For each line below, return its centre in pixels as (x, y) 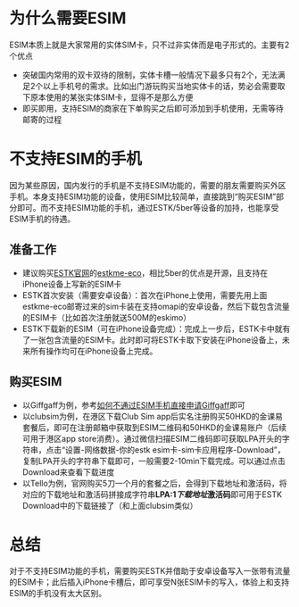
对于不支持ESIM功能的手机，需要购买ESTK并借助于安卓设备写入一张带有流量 (150, 571)
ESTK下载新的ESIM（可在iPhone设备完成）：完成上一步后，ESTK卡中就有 (156, 328)
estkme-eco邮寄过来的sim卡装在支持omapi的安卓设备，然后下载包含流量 (156, 306)
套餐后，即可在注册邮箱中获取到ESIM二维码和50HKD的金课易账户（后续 (154, 427)
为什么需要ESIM (68, 18)
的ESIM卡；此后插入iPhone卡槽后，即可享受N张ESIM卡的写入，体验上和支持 (149, 582)
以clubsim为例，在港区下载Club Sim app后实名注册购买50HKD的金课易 (153, 416)
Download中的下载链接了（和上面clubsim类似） (110, 505)
